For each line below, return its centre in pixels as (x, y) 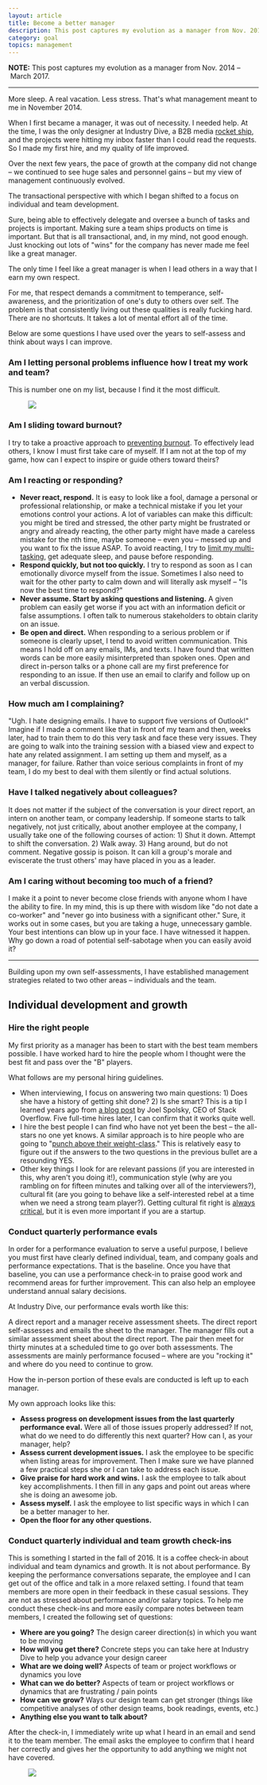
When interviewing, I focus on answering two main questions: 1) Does (133, 1093)
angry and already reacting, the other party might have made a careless (137, 531)
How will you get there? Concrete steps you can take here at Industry (134, 1649)
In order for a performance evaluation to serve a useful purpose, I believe (128, 1249)
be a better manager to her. (64, 1512)
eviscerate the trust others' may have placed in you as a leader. (112, 860)
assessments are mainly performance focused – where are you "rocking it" (131, 1355)
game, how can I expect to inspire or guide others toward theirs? (114, 459)
